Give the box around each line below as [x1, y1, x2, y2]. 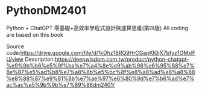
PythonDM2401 [6, 4, 86, 17]
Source [6, 43, 24, 50]
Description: [25, 55, 55, 63]
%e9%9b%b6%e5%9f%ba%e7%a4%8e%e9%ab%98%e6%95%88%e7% [6, 61, 195, 69]
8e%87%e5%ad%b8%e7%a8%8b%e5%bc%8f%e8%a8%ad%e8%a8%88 [6, 68, 195, 75]
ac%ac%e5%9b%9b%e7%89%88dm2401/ [6, 81, 115, 88]
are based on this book [6, 31, 63, 38]
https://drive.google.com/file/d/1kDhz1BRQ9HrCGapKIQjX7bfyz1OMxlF [20, 49, 196, 56]
